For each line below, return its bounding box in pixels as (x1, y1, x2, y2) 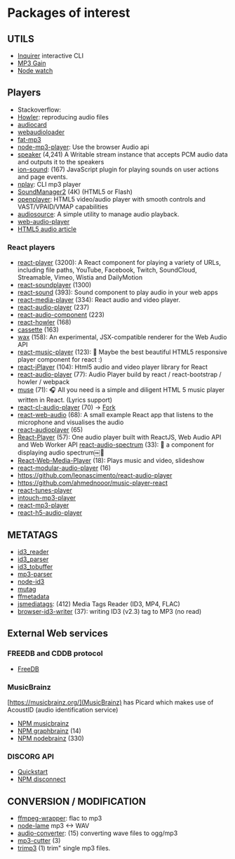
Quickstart (17, 768, 48, 776)
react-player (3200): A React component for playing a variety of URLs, (17, 258, 221, 267)
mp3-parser (17, 570, 53, 578)
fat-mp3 (17, 135, 41, 143)
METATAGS (7, 529, 58, 541)
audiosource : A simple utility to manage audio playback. (17, 209, 180, 218)
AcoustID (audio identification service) (7, 705, 119, 714)
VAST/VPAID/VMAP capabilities (17, 202, 109, 211)
